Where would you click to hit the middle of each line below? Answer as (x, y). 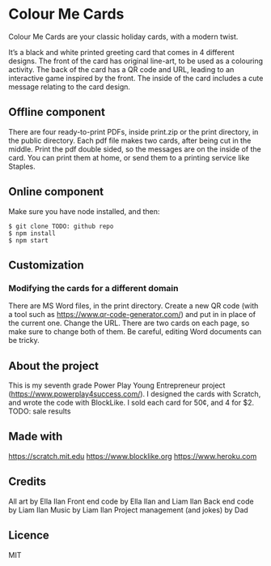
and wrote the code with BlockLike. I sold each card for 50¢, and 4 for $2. (131, 403)
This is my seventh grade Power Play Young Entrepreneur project (117, 385)
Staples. (22, 166)
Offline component (57, 112)
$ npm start (28, 240)
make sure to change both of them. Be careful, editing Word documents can (135, 332)
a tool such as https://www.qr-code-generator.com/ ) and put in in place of (132, 315)
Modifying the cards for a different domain (93, 288)
